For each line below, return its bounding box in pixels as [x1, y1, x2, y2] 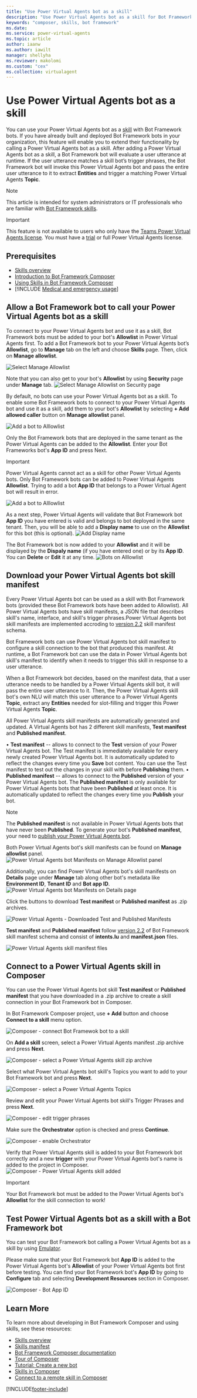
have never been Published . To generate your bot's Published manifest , [6, 826, 182, 833]
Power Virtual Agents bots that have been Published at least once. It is [6, 784, 177, 791]
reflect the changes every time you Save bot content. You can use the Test [6, 760, 187, 767]
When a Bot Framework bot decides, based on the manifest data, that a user [6, 674, 191, 681]
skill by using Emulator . [6, 1245, 62, 1252]
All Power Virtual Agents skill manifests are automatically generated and [6, 717, 180, 724]
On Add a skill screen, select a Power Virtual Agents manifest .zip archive [6, 1039, 184, 1046]
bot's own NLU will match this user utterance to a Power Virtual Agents [6, 693, 178, 700]
